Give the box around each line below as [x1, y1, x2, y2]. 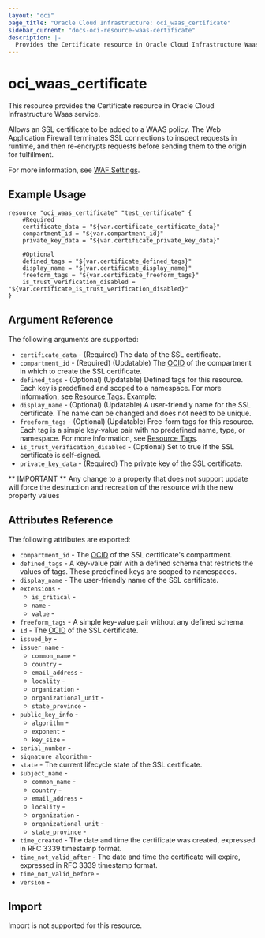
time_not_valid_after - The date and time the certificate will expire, [19, 852, 241, 861]
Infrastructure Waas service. [8, 110, 101, 119]
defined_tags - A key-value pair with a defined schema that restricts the [19, 558, 254, 568]
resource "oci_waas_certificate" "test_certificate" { [8, 208, 192, 217]
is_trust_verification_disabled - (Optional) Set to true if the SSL [19, 441, 235, 451]
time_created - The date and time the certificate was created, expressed [19, 835, 256, 845]
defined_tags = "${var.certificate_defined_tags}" [22, 257, 192, 265]
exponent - [31, 726, 65, 735]
